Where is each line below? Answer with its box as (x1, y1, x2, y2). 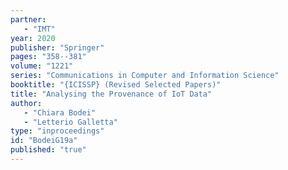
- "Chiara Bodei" (23, 107, 97, 118)
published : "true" (10, 145, 87, 155)
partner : (10, 14, 47, 25)
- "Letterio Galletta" (23, 117, 118, 127)
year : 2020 (10, 33, 56, 43)
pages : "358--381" (10, 52, 87, 62)
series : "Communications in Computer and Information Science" (10, 71, 280, 81)
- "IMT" (23, 24, 56, 34)
